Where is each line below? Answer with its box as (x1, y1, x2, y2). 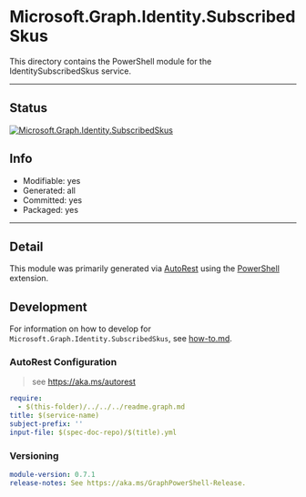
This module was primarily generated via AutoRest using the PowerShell (9, 263, 280, 274)
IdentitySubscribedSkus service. (9, 66, 132, 76)
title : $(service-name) (9, 411, 100, 421)
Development (9, 299, 88, 315)
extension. (9, 273, 49, 284)
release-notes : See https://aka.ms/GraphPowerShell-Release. (9, 479, 247, 488)
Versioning (9, 449, 59, 461)
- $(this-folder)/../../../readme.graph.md (17, 402, 185, 411)
